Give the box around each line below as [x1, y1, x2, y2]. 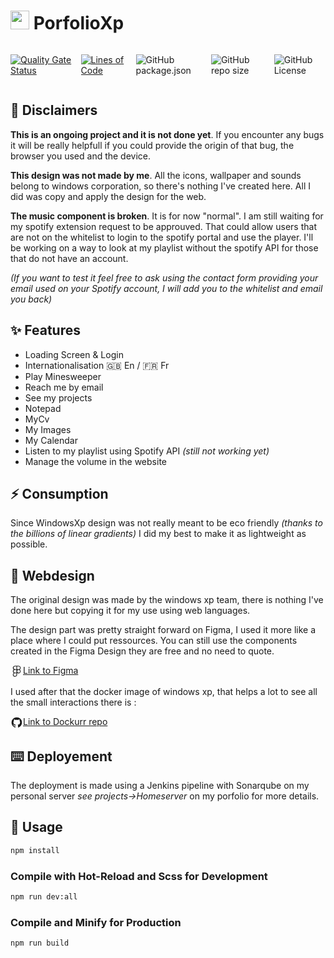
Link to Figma [23, 665, 79, 677]
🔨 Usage [10, 819, 63, 836]
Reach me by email [24, 381, 104, 393]
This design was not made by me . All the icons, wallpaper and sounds [10, 169, 302, 181]
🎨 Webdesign [10, 567, 95, 584]
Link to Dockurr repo [23, 716, 108, 728]
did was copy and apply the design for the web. [10, 190, 207, 202]
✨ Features [10, 322, 81, 339]
